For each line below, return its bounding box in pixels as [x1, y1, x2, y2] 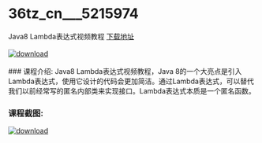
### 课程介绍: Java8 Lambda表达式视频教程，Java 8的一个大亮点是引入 [8, 66, 242, 75]
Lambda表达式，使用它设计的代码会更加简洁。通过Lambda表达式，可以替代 [8, 76, 255, 86]
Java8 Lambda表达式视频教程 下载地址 [8, 31, 134, 41]
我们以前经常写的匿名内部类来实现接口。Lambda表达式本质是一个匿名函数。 [8, 86, 256, 95]
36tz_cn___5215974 [8, 5, 140, 23]
